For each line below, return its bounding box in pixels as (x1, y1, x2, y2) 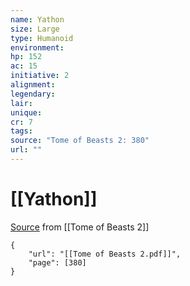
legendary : (10, 89, 56, 99)
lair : (10, 98, 33, 108)
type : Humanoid (10, 33, 74, 43)
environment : (10, 42, 65, 53)
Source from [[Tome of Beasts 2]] (10, 221, 150, 233)
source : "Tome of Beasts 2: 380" (10, 136, 150, 146)
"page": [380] (28, 257, 87, 268)
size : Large (10, 24, 60, 34)
